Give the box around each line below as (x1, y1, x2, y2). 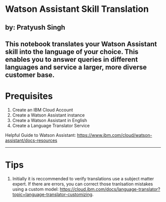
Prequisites (5, 90, 53, 102)
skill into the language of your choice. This (5, 47, 139, 56)
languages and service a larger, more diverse (5, 63, 147, 71)
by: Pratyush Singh (5, 23, 66, 32)
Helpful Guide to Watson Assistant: (5, 132, 76, 138)
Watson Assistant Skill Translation (5, 3, 149, 15)
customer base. (5, 71, 55, 79)
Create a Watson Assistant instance (12, 112, 85, 118)
